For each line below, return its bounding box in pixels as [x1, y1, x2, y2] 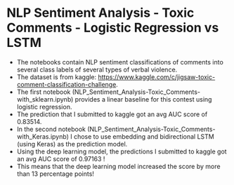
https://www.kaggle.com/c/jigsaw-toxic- [98, 72, 216, 81]
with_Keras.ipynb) [16, 132, 70, 141]
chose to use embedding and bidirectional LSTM [73, 132, 215, 141]
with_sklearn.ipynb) [16, 95, 74, 103]
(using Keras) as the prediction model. [16, 139, 128, 148]
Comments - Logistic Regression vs [6, 20, 219, 36]
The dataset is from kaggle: [16, 72, 97, 81]
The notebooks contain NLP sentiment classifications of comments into [16, 57, 224, 66]
